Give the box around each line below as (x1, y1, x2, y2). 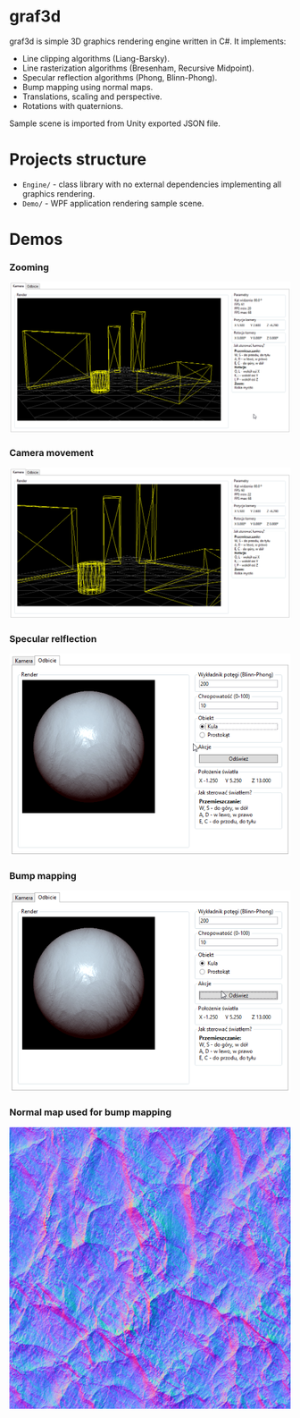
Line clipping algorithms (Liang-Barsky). (21, 53, 171, 63)
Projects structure (9, 149, 147, 170)
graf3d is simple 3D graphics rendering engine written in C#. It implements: (9, 36, 287, 46)
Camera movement (9, 447, 94, 460)
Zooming (9, 261, 49, 274)
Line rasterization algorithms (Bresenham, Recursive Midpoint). (21, 63, 254, 73)
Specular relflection (9, 632, 97, 645)
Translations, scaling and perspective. (21, 91, 162, 102)
